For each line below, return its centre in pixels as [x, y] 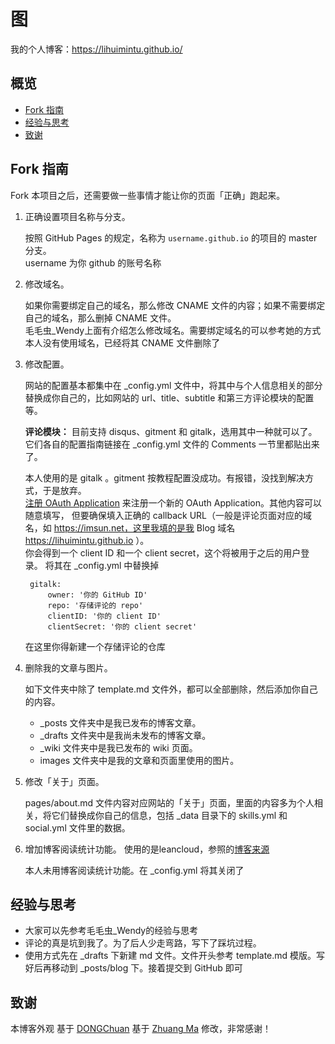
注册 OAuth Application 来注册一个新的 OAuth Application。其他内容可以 [173, 502]
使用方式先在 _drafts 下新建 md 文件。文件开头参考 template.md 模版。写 [175, 956]
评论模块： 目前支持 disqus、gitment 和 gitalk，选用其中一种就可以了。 [171, 431]
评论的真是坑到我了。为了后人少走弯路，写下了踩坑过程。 [143, 943]
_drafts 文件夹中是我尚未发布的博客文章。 [125, 735]
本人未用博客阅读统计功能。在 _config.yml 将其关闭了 [134, 870]
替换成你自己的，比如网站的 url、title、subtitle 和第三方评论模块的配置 [169, 397]
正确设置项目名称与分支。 [77, 216]
